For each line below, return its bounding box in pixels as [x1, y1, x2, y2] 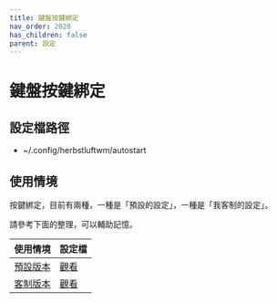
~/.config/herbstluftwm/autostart [22, 145, 147, 156]
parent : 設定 [9, 38, 56, 48]
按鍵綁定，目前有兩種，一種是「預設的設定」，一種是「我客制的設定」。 [9, 200, 273, 211]
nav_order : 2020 [9, 22, 71, 31]
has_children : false [9, 30, 88, 39]
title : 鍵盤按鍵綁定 [9, 13, 79, 23]
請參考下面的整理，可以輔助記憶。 [9, 219, 138, 230]
